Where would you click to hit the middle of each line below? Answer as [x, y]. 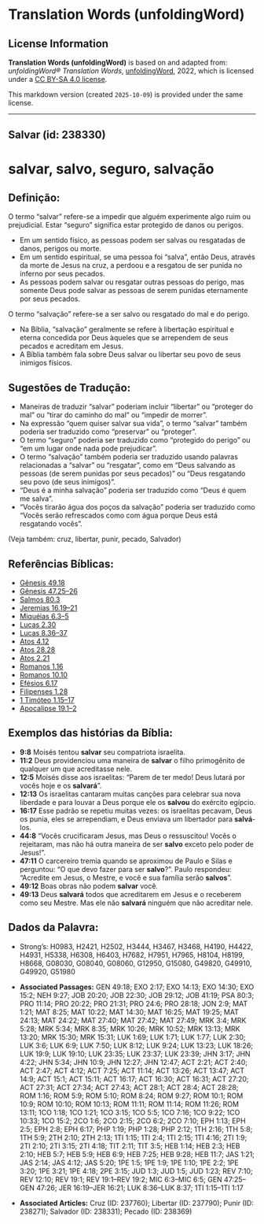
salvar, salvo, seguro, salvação [111, 169]
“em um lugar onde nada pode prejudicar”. [88, 449]
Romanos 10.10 [44, 675]
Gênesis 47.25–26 [49, 592]
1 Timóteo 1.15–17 [47, 700]
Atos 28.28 [37, 650]
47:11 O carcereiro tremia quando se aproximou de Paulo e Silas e [126, 861]
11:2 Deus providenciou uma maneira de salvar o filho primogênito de [132, 760]
